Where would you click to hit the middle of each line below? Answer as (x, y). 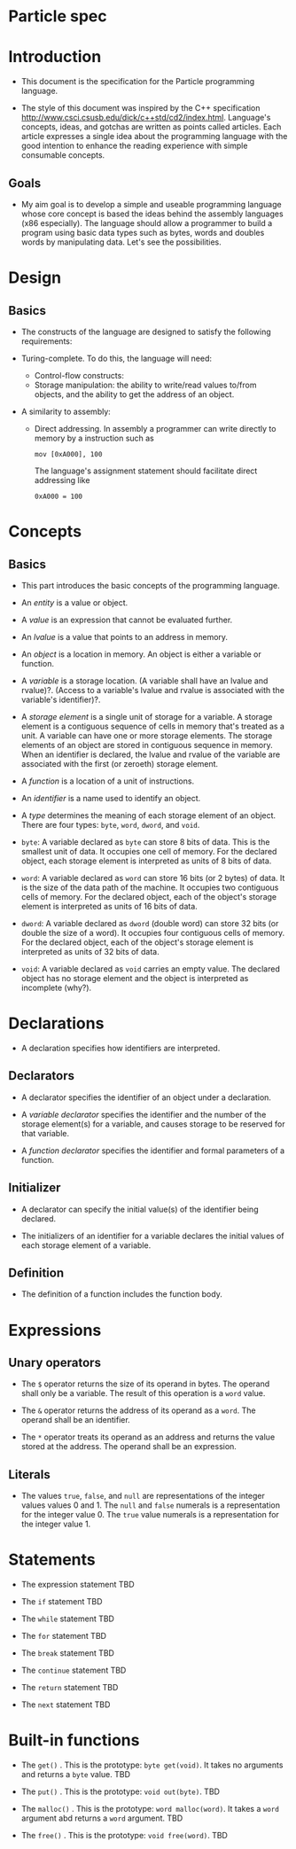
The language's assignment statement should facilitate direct (146, 471)
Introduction (55, 57)
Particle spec (58, 16)
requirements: (47, 341)
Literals (29, 1475)
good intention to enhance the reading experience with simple (134, 146)
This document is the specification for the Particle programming (138, 82)
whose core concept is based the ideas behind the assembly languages (152, 214)
